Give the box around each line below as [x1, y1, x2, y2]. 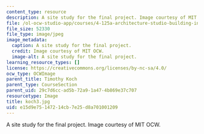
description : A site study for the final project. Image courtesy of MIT [6, 14, 197, 21]
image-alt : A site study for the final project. [12, 54, 137, 60]
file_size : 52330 [6, 25, 50, 32]
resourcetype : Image [6, 93, 59, 99]
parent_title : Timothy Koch [6, 76, 78, 82]
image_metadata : [6, 37, 47, 43]
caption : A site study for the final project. [12, 43, 132, 49]
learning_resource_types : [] [6, 59, 80, 65]
